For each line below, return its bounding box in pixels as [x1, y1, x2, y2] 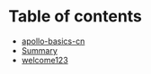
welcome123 [21, 54, 68, 65]
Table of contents [8, 6, 143, 27]
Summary [21, 45, 58, 55]
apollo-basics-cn [21, 36, 85, 46]
